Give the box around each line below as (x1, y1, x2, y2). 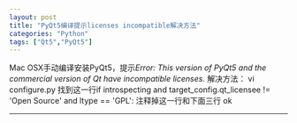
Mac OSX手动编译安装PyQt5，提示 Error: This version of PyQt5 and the (9, 62, 267, 73)
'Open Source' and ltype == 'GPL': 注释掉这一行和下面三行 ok (9, 96, 232, 106)
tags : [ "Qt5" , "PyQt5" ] (9, 37, 93, 47)
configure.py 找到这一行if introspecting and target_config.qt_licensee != (9, 84, 271, 95)
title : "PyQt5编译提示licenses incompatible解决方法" (9, 21, 201, 30)
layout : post (9, 12, 57, 22)
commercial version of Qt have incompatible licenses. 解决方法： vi (9, 74, 255, 84)
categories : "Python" (9, 29, 89, 38)
